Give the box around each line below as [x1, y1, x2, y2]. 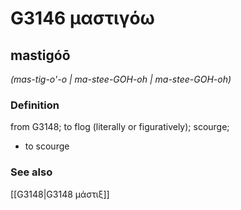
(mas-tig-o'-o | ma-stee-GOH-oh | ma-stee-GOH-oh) [10, 73, 232, 85]
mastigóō [10, 47, 71, 64]
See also [10, 165, 53, 179]
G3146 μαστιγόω [10, 7, 155, 30]
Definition [10, 98, 60, 112]
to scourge [24, 140, 70, 152]
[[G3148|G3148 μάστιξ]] [10, 188, 110, 200]
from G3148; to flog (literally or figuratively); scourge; [10, 121, 230, 133]
